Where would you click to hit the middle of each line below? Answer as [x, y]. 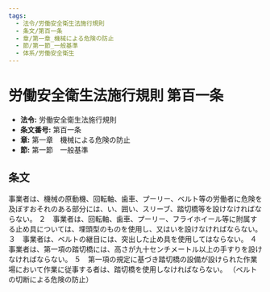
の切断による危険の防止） [51, 279]
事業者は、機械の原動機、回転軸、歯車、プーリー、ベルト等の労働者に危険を [135, 198]
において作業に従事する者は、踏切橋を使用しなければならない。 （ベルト [136, 269]
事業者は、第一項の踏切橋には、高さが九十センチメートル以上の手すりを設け [135, 249]
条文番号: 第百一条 [51, 129]
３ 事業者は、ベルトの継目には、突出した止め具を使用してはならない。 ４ [133, 239]
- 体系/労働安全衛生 [45, 53]
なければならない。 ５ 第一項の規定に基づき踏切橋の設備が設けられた [126, 259]
